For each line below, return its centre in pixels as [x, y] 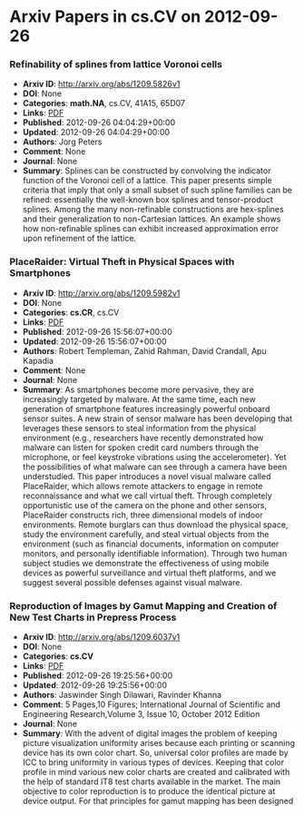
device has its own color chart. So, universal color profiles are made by [155, 753]
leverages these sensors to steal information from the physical [139, 427]
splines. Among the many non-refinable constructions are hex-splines [153, 210]
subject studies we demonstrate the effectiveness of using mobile [146, 563]
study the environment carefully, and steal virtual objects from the [146, 534]
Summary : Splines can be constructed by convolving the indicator [147, 171]
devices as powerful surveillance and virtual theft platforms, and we [149, 573]
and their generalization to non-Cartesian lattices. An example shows [152, 219]
